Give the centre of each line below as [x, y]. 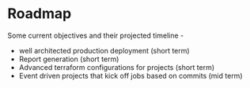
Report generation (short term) [69, 59]
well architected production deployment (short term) [104, 50]
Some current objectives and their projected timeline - [95, 35]
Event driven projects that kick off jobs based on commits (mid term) [131, 75]
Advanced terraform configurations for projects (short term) [117, 67]
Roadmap [40, 14]
